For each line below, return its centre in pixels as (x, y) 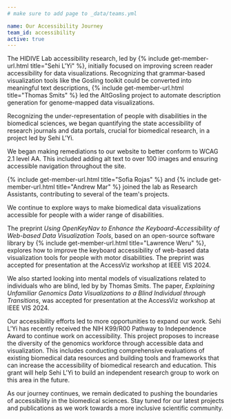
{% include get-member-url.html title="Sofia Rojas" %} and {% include (108, 180)
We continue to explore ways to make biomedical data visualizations (104, 207)
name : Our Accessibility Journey (55, 26)
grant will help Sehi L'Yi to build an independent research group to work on (113, 373)
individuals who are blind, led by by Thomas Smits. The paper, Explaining (111, 286)
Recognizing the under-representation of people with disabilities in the (107, 116)
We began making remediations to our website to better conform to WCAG (113, 151)
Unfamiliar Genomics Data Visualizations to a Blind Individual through (107, 293)
